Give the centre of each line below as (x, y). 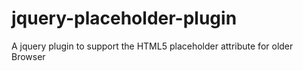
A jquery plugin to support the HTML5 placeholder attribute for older (152, 46)
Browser (28, 56)
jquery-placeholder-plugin (124, 18)
